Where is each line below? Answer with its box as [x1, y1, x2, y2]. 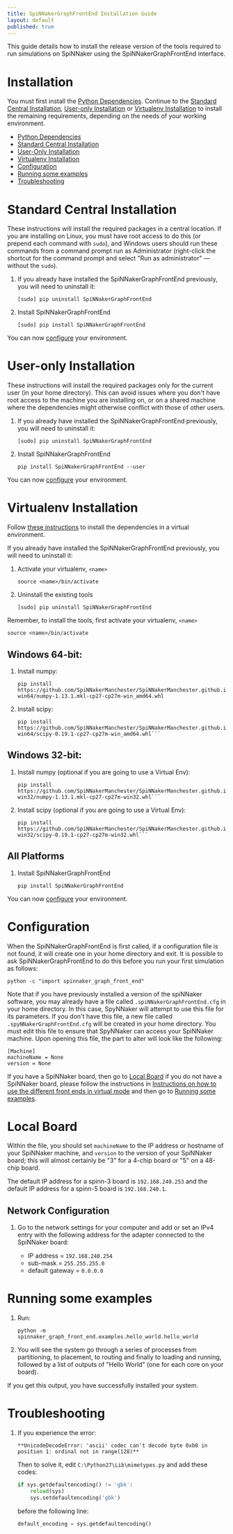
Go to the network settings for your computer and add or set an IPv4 [17, 1223, 214, 1232]
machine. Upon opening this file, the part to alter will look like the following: [7, 1034, 223, 1042]
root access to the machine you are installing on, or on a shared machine [7, 396, 216, 405]
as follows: [7, 964, 38, 972]
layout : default [7, 17, 54, 24]
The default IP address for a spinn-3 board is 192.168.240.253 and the [7, 1177, 208, 1186]
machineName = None [7, 1054, 64, 1061]
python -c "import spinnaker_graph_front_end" [7, 978, 145, 985]
